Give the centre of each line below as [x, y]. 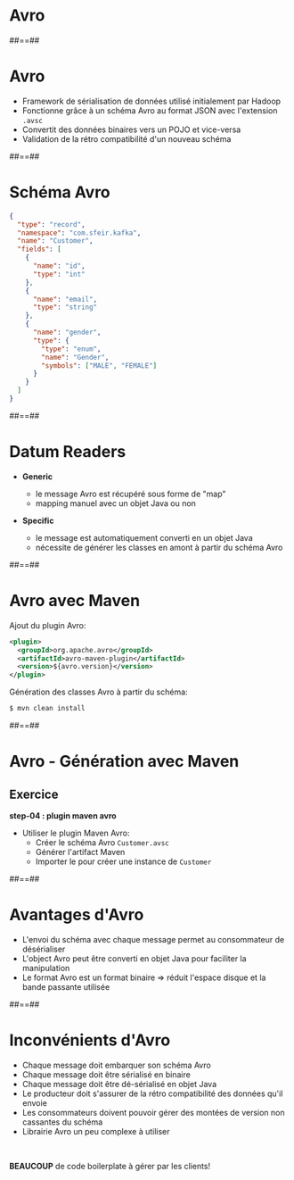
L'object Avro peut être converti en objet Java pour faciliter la [134, 959]
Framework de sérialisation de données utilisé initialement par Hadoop [151, 101]
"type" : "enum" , [71, 349]
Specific [38, 520]
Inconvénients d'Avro [90, 1040]
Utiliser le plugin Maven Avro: [76, 833]
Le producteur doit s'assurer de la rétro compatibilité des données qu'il [152, 1093]
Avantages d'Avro [77, 915]
